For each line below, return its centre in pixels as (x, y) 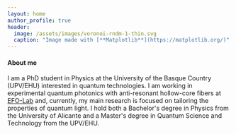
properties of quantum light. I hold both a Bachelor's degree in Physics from (118, 108)
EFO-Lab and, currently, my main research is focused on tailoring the (108, 101)
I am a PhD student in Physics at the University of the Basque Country (109, 78)
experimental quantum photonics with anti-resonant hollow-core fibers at (114, 93)
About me (22, 62)
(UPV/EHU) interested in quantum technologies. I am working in (100, 86)
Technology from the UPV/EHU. (54, 123)
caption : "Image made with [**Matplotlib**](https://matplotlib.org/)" (122, 40)
